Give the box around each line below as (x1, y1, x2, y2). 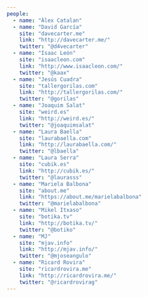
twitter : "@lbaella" (19, 148, 79, 155)
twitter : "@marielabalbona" (19, 200, 101, 208)
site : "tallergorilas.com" (19, 82, 98, 89)
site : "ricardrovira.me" (19, 265, 92, 272)
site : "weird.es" (19, 108, 70, 115)
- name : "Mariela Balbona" (13, 180, 92, 187)
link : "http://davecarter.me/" (19, 37, 111, 44)
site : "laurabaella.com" (19, 134, 92, 141)
